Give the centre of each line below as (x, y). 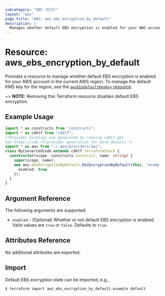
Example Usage (29, 117)
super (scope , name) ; (35, 160)
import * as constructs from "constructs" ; (50, 128)
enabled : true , (34, 169)
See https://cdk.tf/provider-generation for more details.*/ (69, 142)
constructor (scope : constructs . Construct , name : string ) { (71, 156)
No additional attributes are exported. (43, 252)
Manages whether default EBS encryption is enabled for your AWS (78, 28)
